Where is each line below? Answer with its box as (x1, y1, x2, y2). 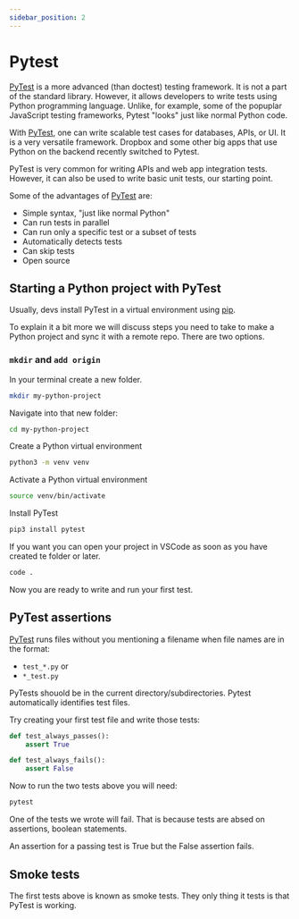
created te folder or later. (9, 551, 101, 561)
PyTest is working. (9, 899, 78, 910)
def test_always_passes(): (9, 731, 110, 740)
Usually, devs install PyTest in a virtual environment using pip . (9, 305, 237, 316)
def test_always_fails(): (9, 756, 105, 765)
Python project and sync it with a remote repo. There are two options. (9, 332, 265, 342)
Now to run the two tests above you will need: (9, 780, 178, 791)
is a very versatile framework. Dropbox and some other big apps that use (9, 136, 278, 148)
